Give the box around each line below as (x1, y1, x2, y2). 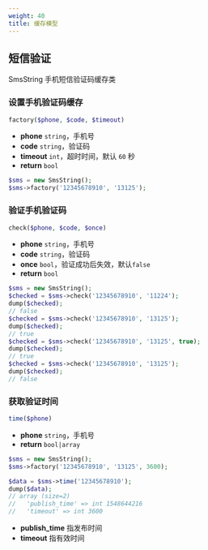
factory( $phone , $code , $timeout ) (8, 115, 125, 124)
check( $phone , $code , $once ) (8, 224, 107, 232)
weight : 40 (8, 11, 45, 20)
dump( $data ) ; (8, 484, 53, 493)
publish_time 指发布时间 (19, 523, 103, 533)
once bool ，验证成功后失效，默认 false (19, 260, 151, 269)
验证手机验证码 (8, 204, 67, 216)
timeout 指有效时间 (19, 533, 85, 544)
